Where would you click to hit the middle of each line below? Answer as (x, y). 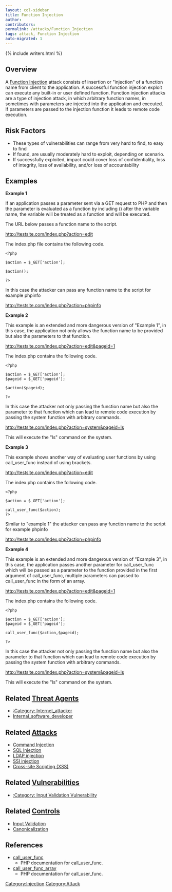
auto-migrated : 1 (24, 39)
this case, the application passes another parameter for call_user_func (80, 565)
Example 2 (17, 315)
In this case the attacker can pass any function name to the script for (78, 290)
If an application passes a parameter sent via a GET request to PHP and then (86, 203)
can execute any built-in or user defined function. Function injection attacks (85, 92)
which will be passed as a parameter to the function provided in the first (81, 570)
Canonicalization (31, 829)
